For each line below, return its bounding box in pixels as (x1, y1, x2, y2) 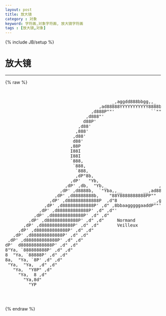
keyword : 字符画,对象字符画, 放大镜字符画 (5, 21, 83, 26)
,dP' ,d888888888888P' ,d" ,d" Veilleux (23, 223, 138, 228)
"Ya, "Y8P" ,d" (13, 267, 52, 272)
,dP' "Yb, (70, 178, 99, 183)
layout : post (5, 7, 32, 12)
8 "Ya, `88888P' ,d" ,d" (5, 252, 68, 258)
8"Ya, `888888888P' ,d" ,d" (5, 247, 73, 253)
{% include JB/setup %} (5, 39, 54, 45)
